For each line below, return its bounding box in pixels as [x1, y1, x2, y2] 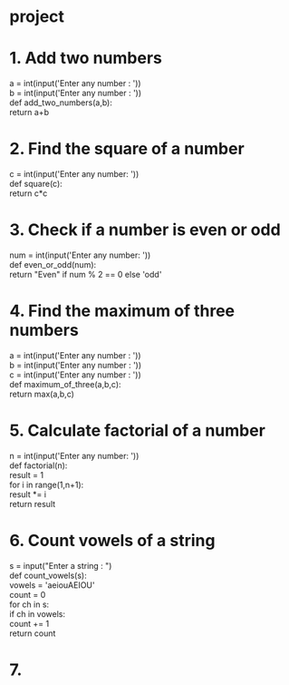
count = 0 [9, 589, 46, 600]
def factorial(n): [9, 460, 68, 471]
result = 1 [9, 469, 43, 480]
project [9, 6, 65, 27]
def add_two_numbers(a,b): [9, 97, 113, 108]
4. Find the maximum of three [9, 301, 236, 321]
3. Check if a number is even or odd [9, 220, 281, 240]
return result [9, 498, 56, 509]
